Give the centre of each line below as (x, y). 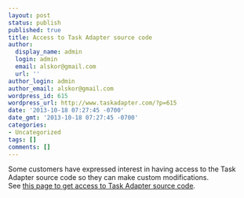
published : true (35, 30)
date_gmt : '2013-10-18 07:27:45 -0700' (73, 118)
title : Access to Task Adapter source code (80, 37)
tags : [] (22, 139)
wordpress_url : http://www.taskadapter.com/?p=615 (93, 103)
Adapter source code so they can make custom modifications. (109, 178)
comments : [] (29, 147)
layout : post (29, 15)
